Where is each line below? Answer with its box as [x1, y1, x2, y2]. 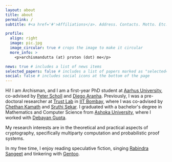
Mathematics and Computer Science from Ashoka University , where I [5, 109, 151, 115]
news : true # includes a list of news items [5, 64, 102, 69]
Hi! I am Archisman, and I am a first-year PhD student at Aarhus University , [5, 87, 163, 94]
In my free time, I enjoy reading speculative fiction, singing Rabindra [5, 145, 149, 151]
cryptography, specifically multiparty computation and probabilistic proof [5, 130, 160, 136]
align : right [10, 36, 38, 41]
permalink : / [5, 17, 33, 22]
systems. [5, 135, 25, 142]
